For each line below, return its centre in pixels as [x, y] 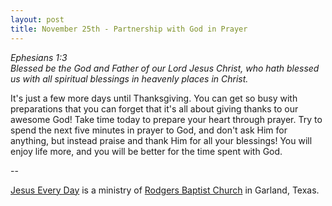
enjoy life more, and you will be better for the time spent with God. [146, 151]
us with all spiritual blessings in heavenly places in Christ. [129, 78]
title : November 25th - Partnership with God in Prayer [129, 29]
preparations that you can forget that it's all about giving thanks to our [154, 108]
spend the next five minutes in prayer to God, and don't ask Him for [149, 130]
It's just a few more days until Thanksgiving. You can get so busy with [154, 98]
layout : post [37, 19]
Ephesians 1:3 [39, 57]
